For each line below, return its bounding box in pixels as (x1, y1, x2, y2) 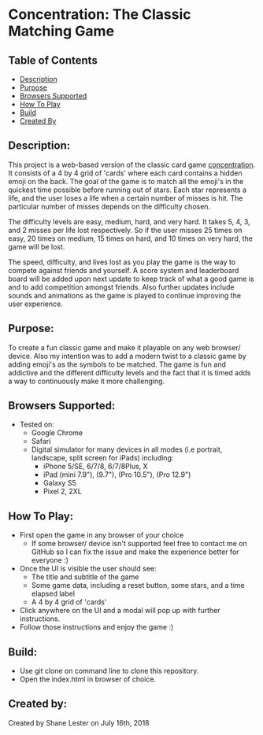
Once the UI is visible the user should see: (19, 564, 157, 574)
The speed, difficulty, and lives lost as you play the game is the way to (8, 257, 236, 267)
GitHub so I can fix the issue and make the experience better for (31, 547, 239, 556)
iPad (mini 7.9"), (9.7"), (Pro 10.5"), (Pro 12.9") (43, 470, 191, 479)
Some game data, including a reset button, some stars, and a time (31, 581, 246, 590)
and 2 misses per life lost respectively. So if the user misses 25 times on (8, 225, 243, 235)
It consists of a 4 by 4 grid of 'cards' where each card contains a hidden (8, 168, 243, 178)
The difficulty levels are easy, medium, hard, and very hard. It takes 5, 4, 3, (8, 216, 250, 226)
